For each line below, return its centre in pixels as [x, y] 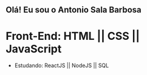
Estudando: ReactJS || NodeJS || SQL [62, 65]
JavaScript [34, 49]
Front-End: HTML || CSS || [73, 36]
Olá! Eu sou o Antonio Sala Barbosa [74, 10]
